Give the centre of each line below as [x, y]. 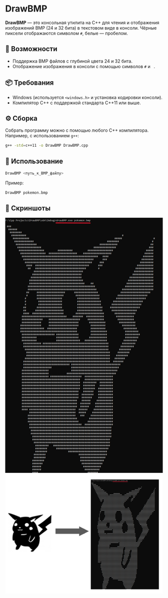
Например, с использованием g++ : [42, 136]
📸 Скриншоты [28, 208]
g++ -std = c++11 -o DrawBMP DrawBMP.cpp [47, 146]
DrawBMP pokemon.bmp [27, 193]
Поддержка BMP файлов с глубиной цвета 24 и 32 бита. [72, 61]
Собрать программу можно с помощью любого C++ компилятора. [77, 130]
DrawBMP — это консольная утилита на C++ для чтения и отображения [82, 23]
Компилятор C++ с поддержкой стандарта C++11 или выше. [76, 103]
